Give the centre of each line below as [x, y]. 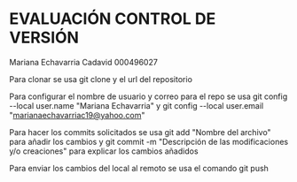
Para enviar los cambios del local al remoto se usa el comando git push [139, 168]
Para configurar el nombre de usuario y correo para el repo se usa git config [148, 96]
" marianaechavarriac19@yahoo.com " [77, 115]
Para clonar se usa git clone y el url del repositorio [101, 79]
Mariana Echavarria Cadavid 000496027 [83, 62]
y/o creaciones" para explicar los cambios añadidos [104, 151]
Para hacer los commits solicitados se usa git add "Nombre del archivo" [141, 132]
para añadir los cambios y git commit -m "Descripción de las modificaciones [149, 141]
